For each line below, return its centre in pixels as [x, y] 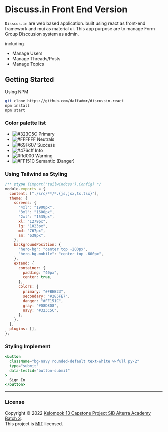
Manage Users [27, 53]
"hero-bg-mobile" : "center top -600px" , [61, 254]
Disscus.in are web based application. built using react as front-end [75, 23]
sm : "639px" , [32, 235]
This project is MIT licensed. [34, 424]
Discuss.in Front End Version [66, 9]
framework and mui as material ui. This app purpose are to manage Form [80, 28]
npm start [15, 110]
